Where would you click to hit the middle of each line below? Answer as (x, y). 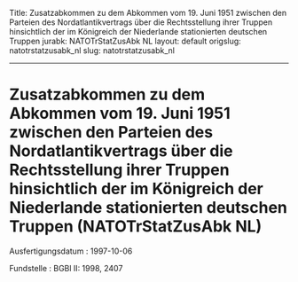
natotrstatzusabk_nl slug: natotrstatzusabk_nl (92, 51)
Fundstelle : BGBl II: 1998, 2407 (66, 268)
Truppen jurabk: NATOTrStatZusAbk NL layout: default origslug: (125, 41)
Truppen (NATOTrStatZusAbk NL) (136, 227)
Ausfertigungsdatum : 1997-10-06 (71, 251)
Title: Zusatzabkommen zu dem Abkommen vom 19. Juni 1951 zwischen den (148, 13)
